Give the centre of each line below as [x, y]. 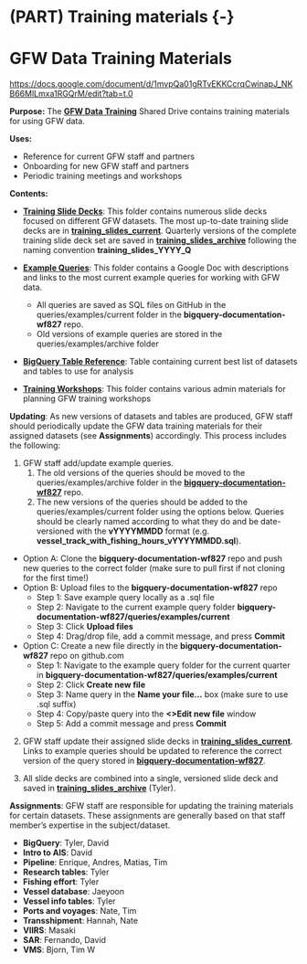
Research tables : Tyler [66, 872]
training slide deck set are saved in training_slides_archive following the [159, 240]
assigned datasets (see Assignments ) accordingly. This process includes [148, 436]
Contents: [29, 194]
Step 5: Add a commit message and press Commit [131, 724]
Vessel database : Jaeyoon [74, 892]
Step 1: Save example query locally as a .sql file [125, 598]
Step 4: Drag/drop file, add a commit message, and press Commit [161, 636]
